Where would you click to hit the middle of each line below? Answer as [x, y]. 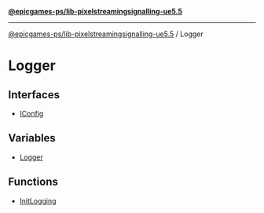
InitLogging [38, 200]
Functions [33, 182]
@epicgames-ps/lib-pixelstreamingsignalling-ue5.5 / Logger [106, 34]
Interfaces [34, 95]
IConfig [31, 114]
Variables [32, 138]
